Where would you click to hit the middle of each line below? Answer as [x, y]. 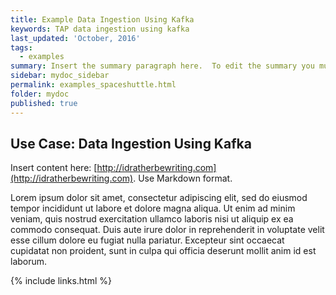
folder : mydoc [40, 94]
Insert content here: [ [54, 168]
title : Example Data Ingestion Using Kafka [102, 19]
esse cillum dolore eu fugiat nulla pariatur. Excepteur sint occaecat [147, 240]
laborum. [29, 262]
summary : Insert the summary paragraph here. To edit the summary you [162, 66]
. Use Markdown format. [183, 178]
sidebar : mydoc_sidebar [60, 76]
